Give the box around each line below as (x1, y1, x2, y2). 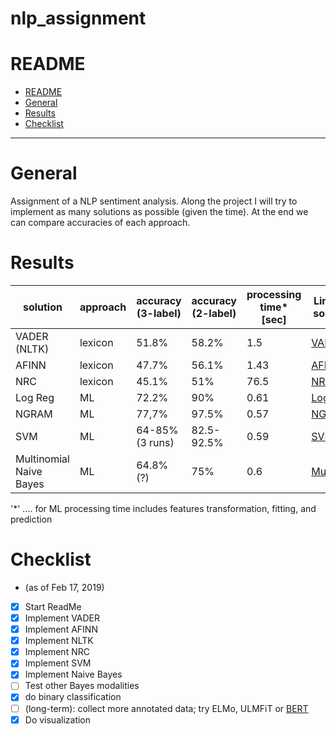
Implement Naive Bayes (24, 668, 123, 681)
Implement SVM (24, 657, 92, 669)
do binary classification (24, 691, 122, 703)
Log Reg (15, 391, 55, 404)
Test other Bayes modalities (24, 680, 140, 692)
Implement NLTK (24, 635, 94, 647)
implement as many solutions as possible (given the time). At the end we (10, 206, 309, 218)
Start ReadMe (24, 600, 82, 612)
